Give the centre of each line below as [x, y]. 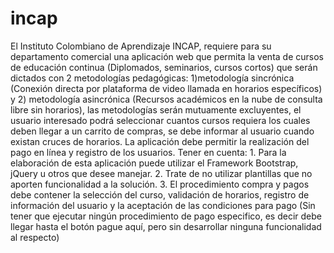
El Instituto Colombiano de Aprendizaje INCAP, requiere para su [141, 46]
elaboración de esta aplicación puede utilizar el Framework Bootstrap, [154, 163]
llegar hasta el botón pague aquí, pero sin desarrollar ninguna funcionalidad [166, 226]
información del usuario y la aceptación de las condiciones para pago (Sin [163, 205]
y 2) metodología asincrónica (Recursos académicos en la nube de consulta [166, 99]
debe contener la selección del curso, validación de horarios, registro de [160, 194]
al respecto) [35, 237]
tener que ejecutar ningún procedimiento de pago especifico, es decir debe [166, 216]
